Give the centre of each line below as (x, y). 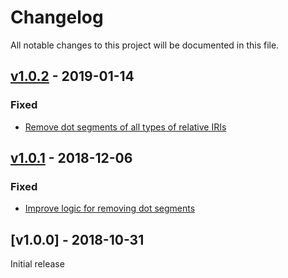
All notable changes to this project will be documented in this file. (145, 45)
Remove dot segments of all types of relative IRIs (125, 127)
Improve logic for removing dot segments (110, 208)
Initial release (37, 264)
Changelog (57, 17)
